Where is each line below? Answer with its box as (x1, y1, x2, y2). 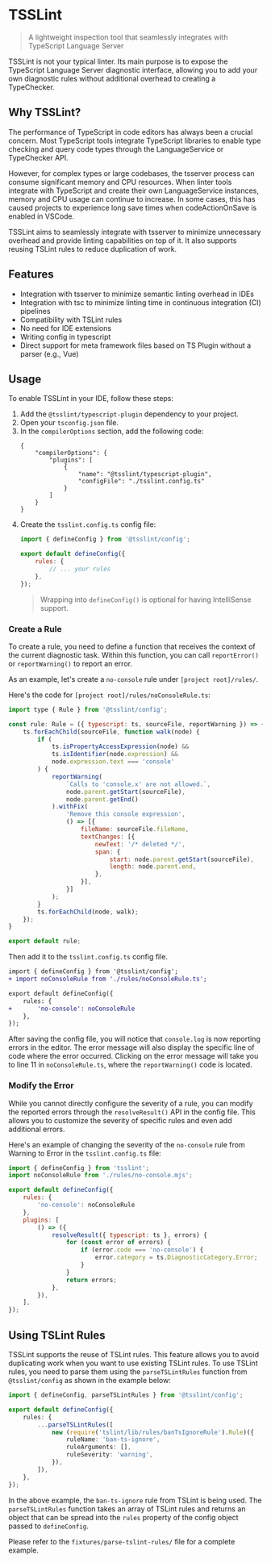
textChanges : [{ (80, 833, 135, 841)
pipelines (19, 306, 51, 316)
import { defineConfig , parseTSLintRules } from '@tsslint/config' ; (8, 1391, 244, 1399)
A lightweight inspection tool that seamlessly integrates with (27, 32, 228, 42)
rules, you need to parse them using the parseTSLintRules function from (8, 1367, 248, 1377)
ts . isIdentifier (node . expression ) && (51, 750, 179, 759)
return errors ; (65, 1276, 117, 1284)
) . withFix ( (51, 803, 89, 811)
